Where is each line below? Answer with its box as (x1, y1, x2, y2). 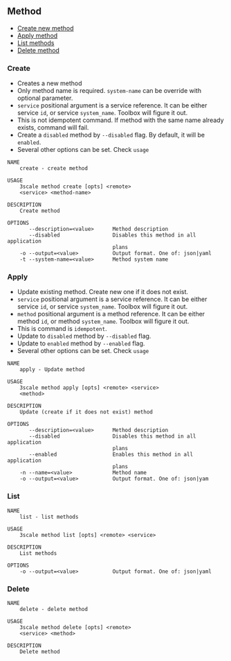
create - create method (19, 165, 89, 172)
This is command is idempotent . (17, 325, 107, 333)
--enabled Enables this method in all (28, 451, 194, 458)
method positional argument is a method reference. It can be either (17, 310, 205, 318)
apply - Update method (19, 366, 85, 373)
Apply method (17, 31, 58, 40)
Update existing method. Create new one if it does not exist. (17, 288, 189, 296)
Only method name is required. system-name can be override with (17, 87, 202, 95)
